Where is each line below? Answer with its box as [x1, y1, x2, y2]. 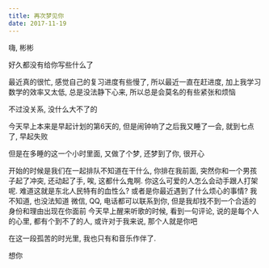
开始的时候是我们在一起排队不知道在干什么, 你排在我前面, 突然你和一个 [8, 165, 243, 175]
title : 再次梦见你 [8, 11, 65, 20]
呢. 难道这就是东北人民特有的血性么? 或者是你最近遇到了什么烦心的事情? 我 [8, 186, 258, 195]
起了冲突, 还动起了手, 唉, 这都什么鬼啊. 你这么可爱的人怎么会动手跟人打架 [15, 175, 258, 186]
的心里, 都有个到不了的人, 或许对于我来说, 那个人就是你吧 [8, 216, 198, 226]
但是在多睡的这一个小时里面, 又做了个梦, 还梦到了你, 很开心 [8, 149, 204, 158]
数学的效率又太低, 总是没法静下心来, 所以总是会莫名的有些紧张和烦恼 [8, 86, 236, 97]
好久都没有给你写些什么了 [8, 60, 94, 69]
